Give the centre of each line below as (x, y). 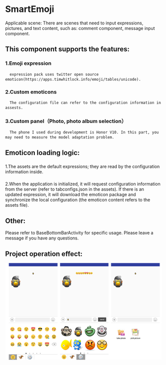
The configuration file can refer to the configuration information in (85, 103)
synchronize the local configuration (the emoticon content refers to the (78, 200)
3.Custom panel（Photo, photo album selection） (66, 121)
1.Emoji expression (28, 63)
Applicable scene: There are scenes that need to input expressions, (74, 23)
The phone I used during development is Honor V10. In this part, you (84, 132)
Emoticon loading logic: (42, 153)
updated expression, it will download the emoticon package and (71, 195)
